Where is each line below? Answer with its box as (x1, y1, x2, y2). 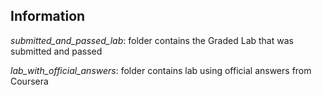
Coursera (10, 75, 49, 87)
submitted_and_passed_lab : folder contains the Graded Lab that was (10, 34, 294, 46)
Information (10, 8, 86, 25)
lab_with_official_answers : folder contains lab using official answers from (10, 64, 312, 76)
